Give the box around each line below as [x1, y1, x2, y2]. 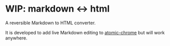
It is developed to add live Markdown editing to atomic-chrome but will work [5, 29, 165, 35]
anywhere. [5, 35, 27, 41]
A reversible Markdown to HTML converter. [5, 20, 96, 26]
